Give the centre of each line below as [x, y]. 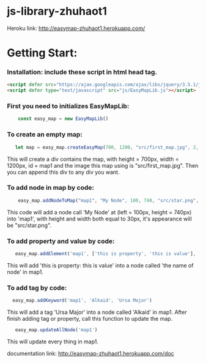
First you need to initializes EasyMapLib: [68, 107]
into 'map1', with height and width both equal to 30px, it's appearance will [99, 219]
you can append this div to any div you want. [63, 172]
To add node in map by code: [50, 188]
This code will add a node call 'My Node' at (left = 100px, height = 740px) [99, 212]
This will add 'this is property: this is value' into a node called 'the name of [100, 265]
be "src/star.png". [29, 225]
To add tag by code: [37, 288]
